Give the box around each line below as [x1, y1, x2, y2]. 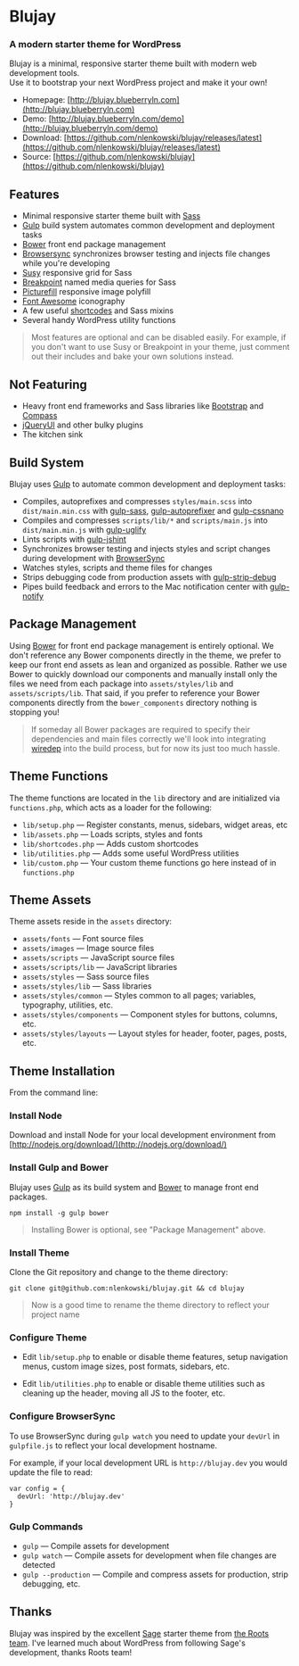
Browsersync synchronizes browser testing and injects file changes [21, 248, 271, 260]
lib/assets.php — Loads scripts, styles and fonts [21, 828, 203, 840]
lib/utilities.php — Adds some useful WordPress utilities [21, 848, 239, 858]
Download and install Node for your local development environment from [9, 1130, 276, 1140]
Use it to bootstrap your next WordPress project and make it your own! [9, 78, 268, 88]
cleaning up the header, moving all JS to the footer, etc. [21, 1388, 225, 1398]
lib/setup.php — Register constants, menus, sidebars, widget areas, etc [21, 819, 288, 830]
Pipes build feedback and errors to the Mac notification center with [21, 581, 269, 592]
